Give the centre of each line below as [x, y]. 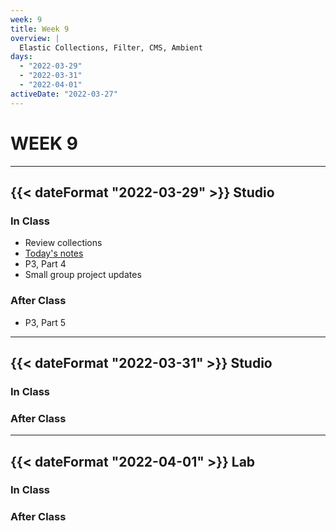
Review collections [63, 243]
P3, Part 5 [45, 322]
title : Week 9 [40, 29]
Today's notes [54, 253]
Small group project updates [83, 275]
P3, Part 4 [45, 264]
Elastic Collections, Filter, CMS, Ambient [111, 47]
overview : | [35, 38]
